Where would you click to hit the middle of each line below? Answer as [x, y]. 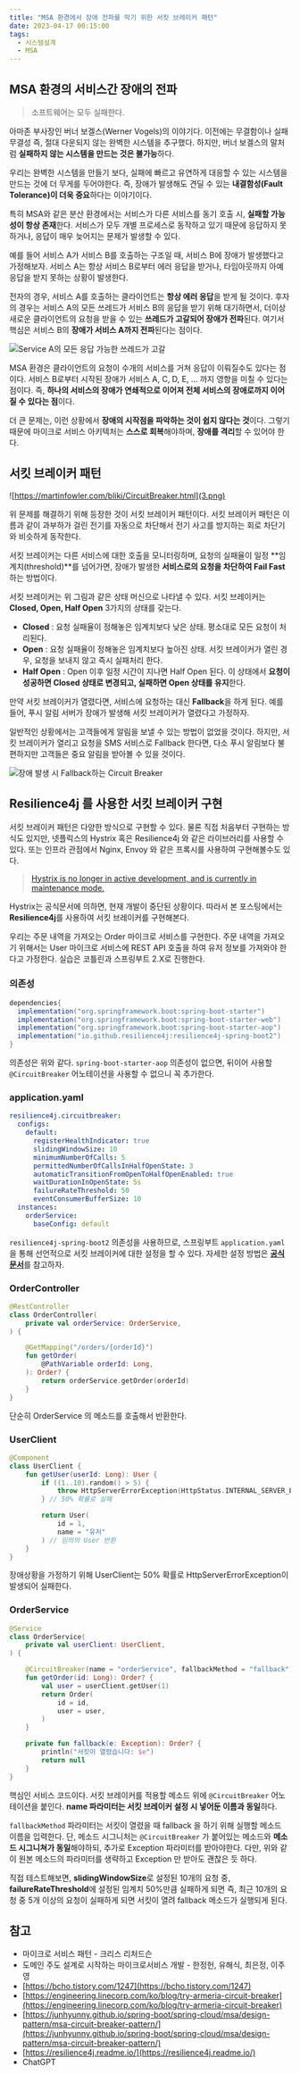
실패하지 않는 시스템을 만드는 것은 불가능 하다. [96, 154]
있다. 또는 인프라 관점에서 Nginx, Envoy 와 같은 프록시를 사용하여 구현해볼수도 [145, 849]
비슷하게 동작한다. [50, 536]
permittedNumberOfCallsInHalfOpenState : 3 [113, 1166]
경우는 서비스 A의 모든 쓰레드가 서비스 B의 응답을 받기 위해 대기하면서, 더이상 [152, 307]
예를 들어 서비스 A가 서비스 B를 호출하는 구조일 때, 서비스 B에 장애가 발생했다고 [146, 254]
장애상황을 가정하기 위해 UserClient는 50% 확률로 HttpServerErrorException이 [149, 1575]
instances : [37, 1208]
